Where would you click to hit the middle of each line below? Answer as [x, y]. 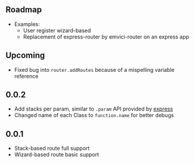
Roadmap [24, 10]
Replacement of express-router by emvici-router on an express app [106, 37]
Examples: [27, 24]
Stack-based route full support [52, 149]
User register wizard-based [57, 30]
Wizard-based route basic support [57, 154]
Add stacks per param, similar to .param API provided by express [94, 109]
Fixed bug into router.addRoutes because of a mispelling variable [94, 70]
